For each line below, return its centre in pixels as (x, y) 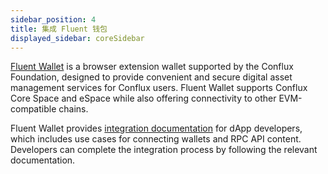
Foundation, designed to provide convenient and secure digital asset (151, 77)
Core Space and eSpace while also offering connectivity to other (143, 98)
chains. (73, 109)
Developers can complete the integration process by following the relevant (164, 150)
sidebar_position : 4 (53, 19)
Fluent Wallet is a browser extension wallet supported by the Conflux (152, 67)
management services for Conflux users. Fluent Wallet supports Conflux (159, 88)
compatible (33, 109)
